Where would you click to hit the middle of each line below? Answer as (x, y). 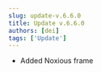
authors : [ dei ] (34, 30)
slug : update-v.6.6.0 (45, 16)
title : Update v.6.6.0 (46, 23)
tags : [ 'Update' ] (38, 38)
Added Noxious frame (57, 61)
